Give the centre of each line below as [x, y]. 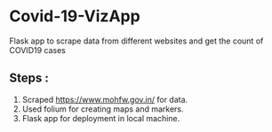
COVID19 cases [38, 50]
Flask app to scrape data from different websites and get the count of [136, 41]
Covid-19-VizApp [75, 16]
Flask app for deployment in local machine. [101, 118]
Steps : [29, 78]
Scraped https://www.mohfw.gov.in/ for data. [105, 99]
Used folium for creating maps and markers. [103, 109]
